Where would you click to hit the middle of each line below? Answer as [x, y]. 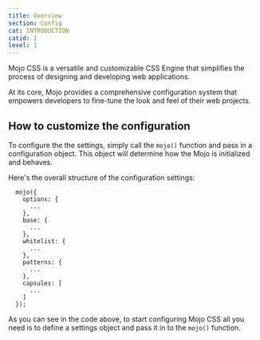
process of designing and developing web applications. [99, 77]
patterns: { [42, 262]
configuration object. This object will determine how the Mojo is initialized [129, 154]
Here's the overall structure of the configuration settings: [102, 178]
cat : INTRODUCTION [39, 30]
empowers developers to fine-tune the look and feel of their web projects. [130, 101]
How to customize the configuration [99, 126]
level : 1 [23, 46]
